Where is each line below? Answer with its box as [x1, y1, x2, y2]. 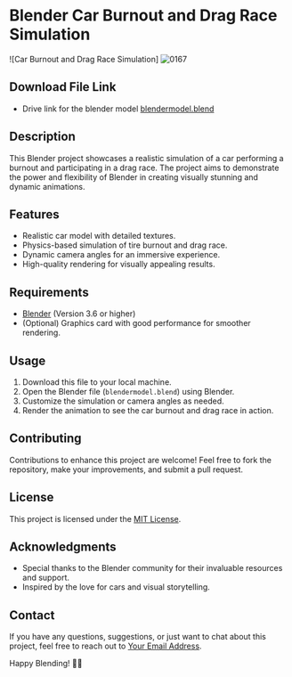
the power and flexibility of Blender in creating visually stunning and [9, 171, 258, 183]
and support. [21, 572, 69, 583]
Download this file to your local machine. [21, 377, 172, 387]
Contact [9, 608, 55, 623]
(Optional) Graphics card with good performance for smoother [21, 318, 251, 329]
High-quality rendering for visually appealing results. [21, 259, 215, 270]
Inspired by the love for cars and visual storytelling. [21, 582, 211, 592]
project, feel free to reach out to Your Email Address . [9, 640, 202, 651]
